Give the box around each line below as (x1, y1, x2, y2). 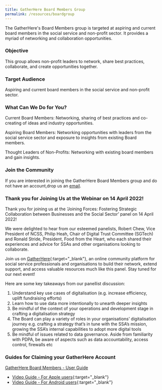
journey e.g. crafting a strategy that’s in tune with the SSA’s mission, (12, 321, 147, 327)
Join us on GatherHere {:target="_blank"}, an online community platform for (5, 255, 155, 261)
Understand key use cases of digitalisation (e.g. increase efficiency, (12, 290, 147, 296)
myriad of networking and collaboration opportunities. (5, 35, 113, 41)
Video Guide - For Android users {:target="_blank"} (12, 379, 113, 385)
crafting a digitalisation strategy (12, 310, 75, 316)
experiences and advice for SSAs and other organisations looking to (5, 241, 141, 247)
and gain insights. (5, 154, 40, 160)
